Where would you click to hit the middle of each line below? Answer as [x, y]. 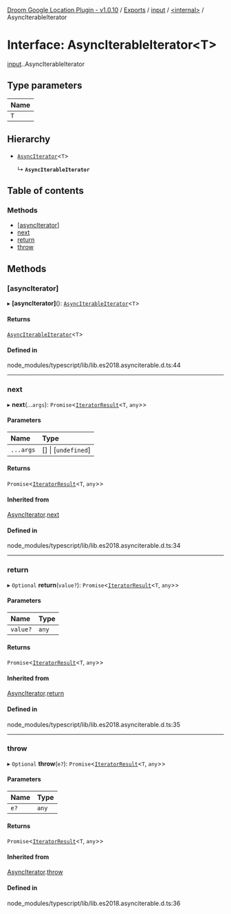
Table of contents [45, 191]
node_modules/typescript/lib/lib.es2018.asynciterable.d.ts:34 [94, 546]
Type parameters [45, 86]
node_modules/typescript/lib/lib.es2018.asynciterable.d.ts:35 [94, 724]
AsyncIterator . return [35, 693]
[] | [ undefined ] [66, 449]
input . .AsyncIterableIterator [46, 64]
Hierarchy [29, 139]
